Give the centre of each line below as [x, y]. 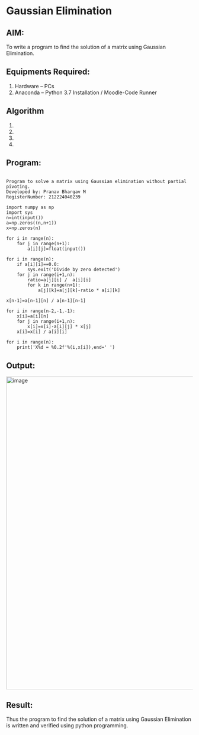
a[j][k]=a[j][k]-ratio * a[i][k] [79, 291]
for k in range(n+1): [54, 285]
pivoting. [18, 187]
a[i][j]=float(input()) [57, 249]
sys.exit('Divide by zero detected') [74, 270]
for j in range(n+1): [43, 244]
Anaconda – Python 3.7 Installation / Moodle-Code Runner [86, 92]
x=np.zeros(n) [24, 228]
